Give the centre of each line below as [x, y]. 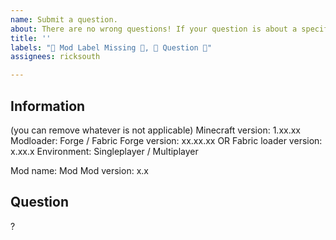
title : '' [31, 38]
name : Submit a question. [64, 19]
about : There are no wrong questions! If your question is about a [154, 29]
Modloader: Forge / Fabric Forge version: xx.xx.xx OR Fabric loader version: [166, 140]
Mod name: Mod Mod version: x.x [79, 170]
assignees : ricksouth [55, 57]
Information [48, 106]
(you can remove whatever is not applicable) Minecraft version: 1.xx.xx [155, 130]
